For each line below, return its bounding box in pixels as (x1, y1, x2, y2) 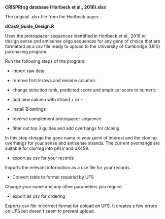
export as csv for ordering (12, 193, 66, 199)
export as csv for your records (12, 155, 74, 161)
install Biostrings (12, 106, 46, 112)
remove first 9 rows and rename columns (12, 78, 96, 83)
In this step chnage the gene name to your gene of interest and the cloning (5, 135, 157, 140)
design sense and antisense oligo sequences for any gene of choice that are (5, 38, 161, 44)
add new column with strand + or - (12, 96, 83, 102)
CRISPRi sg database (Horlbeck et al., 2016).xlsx (5, 4, 106, 10)
